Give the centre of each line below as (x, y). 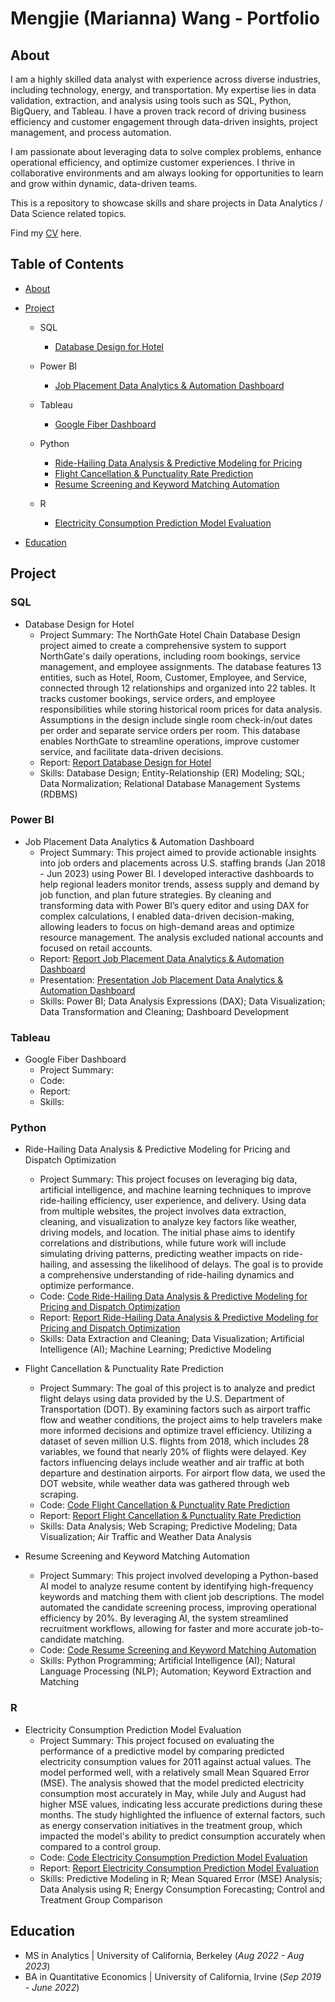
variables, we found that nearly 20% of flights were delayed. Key (173, 1452)
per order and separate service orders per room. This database (170, 730)
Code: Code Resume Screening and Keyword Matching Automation (178, 1650)
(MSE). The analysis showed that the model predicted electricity (172, 1783)
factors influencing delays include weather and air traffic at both (172, 1463)
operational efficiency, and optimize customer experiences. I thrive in (152, 162)
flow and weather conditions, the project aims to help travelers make (181, 1420)
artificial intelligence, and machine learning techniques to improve (175, 1190)
